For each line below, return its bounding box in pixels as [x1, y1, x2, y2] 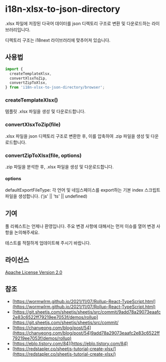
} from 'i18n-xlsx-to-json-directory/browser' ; [5, 85, 105, 90]
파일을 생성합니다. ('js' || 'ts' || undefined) [5, 193, 87, 199]
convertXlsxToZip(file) [5, 121, 61, 128]
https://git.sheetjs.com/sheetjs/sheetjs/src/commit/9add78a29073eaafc [14, 309, 161, 315]
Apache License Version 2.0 [5, 269, 63, 275]
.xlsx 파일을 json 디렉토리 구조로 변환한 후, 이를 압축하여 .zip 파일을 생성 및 [5, 133, 150, 139]
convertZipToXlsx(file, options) [5, 152, 82, 159]
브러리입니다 [5, 26, 30, 33]
